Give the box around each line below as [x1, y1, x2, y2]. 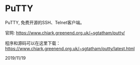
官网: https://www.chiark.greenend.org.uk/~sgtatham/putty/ [5, 30, 125, 35]
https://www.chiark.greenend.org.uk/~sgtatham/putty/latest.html [5, 46, 135, 51]
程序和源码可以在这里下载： [5, 40, 61, 46]
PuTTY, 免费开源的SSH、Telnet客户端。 [5, 19, 85, 25]
